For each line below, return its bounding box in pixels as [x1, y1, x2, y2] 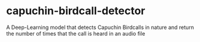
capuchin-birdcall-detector [6, 4, 146, 18]
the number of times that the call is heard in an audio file [6, 30, 146, 37]
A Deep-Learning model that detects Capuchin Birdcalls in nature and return [6, 24, 195, 31]
